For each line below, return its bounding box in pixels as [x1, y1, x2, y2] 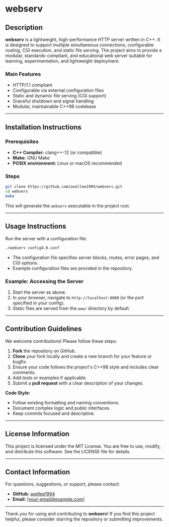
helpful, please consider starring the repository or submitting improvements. [5, 516, 163, 522]
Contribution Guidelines [5, 325, 82, 333]
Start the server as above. [12, 289, 66, 295]
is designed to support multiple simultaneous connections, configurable [5, 42, 154, 48]
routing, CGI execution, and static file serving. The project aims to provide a [5, 47, 162, 53]
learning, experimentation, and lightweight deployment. [5, 58, 120, 64]
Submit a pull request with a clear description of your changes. [12, 380, 144, 386]
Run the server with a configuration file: [5, 235, 87, 241]
